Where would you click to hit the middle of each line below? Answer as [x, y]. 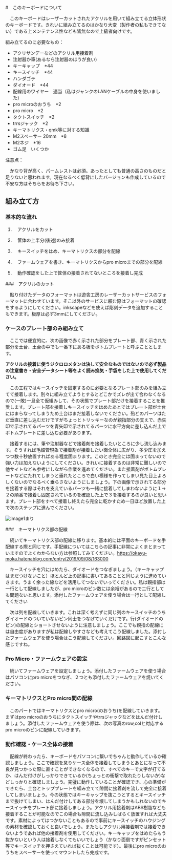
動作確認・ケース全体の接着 [39, 744]
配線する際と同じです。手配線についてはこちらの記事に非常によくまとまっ [83, 547]
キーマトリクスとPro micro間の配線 [49, 698]
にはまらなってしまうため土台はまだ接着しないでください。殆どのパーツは [84, 413]
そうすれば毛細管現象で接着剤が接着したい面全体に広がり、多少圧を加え [90, 450]
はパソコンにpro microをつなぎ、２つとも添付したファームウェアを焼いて [82, 677]
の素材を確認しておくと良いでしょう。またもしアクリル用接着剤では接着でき [86, 827]
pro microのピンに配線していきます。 [44, 729]
